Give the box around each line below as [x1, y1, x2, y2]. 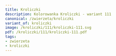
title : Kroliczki [5, 7, 41, 12]
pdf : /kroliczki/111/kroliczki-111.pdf [5, 30, 87, 35]
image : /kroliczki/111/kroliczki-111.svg [5, 25, 92, 30]
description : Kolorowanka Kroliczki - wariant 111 [5, 12, 112, 17]
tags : [5, 35, 16, 39]
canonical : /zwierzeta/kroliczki [5, 16, 74, 21]
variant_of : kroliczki [5, 20, 52, 26]
